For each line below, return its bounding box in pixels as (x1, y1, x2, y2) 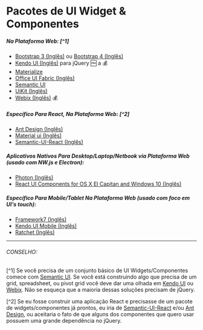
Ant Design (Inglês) (14, 126, 63, 133)
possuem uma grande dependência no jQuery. (6, 317, 122, 325)
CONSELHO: (6, 248, 37, 255)
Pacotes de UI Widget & (6, 4, 126, 18)
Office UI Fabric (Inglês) (14, 74, 75, 82)
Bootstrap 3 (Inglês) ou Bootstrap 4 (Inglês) (14, 53, 124, 60)
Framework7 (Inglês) (14, 216, 67, 223)
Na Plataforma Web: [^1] (6, 37, 69, 45)
